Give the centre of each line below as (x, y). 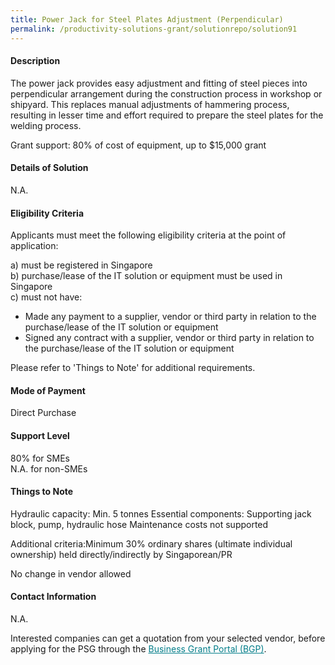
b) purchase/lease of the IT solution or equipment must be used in (146, 276)
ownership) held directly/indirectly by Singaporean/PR (121, 554)
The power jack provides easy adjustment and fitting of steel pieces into (159, 83)
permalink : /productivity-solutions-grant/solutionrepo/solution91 (154, 29)
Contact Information (53, 597)
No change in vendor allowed (71, 573)
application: (34, 246)
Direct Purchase (43, 413)
